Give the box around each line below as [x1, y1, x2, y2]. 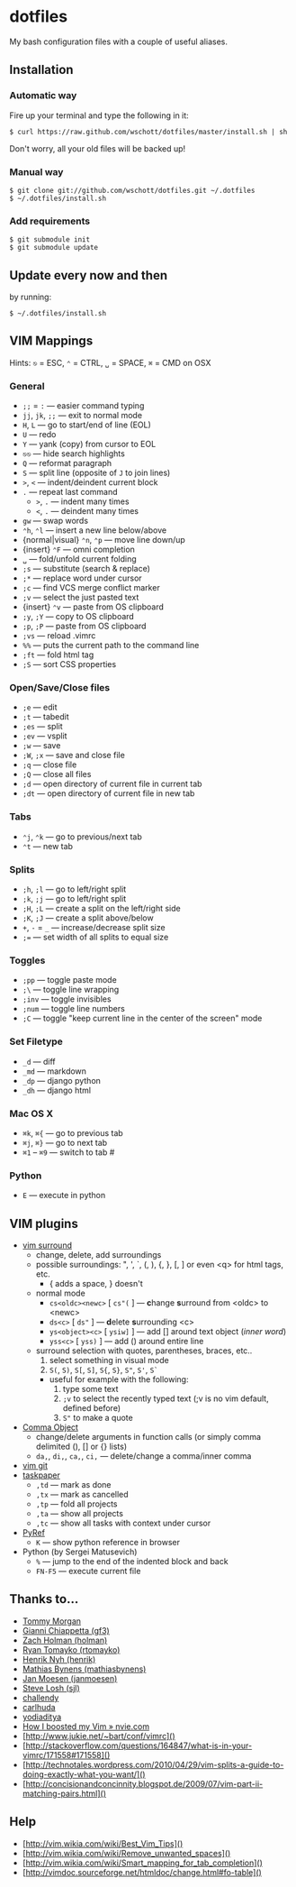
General [9, 380, 45, 392]
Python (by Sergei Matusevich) [22, 1546, 138, 1557]
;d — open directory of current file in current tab [22, 778, 202, 790]
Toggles [9, 954, 46, 966]
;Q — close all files [22, 769, 92, 780]
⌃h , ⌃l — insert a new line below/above [22, 525, 167, 536]
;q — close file [22, 759, 77, 770]
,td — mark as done [35, 1479, 112, 1490]
